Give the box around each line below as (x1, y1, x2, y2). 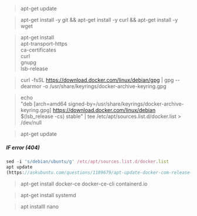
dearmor (20, 83, 42, 90)
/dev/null (20, 119, 42, 126)
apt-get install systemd (20, 191, 76, 198)
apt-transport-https (20, 41, 67, 47)
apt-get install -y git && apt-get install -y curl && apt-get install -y (20, 16, 178, 23)
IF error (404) (6, 144, 40, 151)
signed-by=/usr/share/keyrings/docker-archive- (68, 100, 184, 107)
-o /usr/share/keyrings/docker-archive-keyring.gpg (42, 83, 167, 90)
